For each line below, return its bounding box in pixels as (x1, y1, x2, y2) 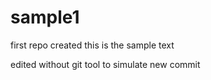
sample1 (10, 6, 80, 29)
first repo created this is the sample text (10, 39, 175, 51)
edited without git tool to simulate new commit (10, 58, 201, 70)
